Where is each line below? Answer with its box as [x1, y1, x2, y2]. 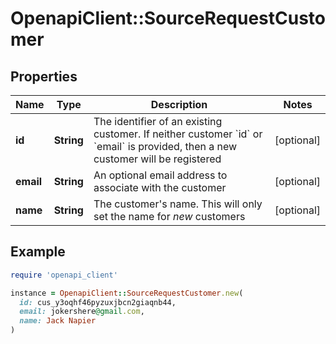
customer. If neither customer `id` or [93, 127, 263, 141]
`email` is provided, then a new [93, 140, 238, 153]
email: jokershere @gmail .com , [19, 307, 145, 317]
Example [10, 243, 66, 261]
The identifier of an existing [93, 115, 223, 128]
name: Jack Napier [19, 316, 97, 326]
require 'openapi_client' [10, 270, 118, 280]
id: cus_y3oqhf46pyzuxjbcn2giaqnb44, [19, 297, 177, 307]
